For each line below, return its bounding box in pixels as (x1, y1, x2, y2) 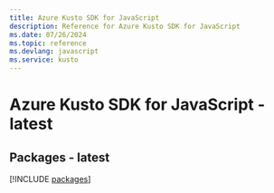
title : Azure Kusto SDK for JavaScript (9, 13, 160, 23)
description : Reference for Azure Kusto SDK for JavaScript (9, 22, 241, 31)
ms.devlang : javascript (9, 47, 99, 56)
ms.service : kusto (9, 55, 79, 64)
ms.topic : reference (9, 38, 88, 48)
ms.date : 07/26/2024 (9, 30, 88, 39)
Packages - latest (9, 150, 110, 165)
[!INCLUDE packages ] (9, 174, 91, 184)
